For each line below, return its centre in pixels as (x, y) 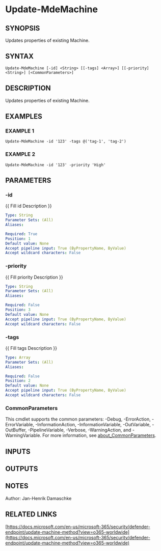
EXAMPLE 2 (20, 154)
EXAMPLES (24, 116)
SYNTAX (20, 56)
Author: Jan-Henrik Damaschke (38, 498)
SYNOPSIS (23, 28)
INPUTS (18, 451)
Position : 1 (18, 239)
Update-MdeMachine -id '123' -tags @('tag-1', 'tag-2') (66, 142)
